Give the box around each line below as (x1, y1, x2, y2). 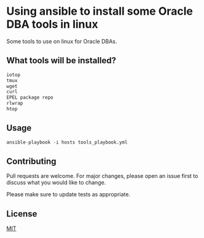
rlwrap (6, 100, 23, 107)
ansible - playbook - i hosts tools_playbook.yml (6, 139, 128, 145)
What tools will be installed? (6, 55, 117, 66)
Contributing (6, 156, 57, 166)
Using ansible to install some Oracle (6, 4, 194, 18)
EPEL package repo (6, 94, 53, 101)
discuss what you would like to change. (6, 179, 106, 186)
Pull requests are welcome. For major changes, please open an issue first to (6, 172, 198, 180)
